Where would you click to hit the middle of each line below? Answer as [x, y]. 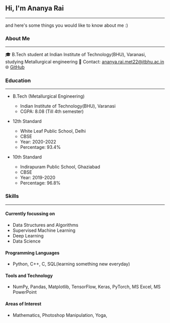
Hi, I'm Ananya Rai [35, 8]
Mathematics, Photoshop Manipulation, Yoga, [60, 315]
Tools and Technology [29, 275]
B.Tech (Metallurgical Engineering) [49, 96]
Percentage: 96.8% [40, 183]
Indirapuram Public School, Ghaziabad [60, 167]
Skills [12, 196]
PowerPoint [25, 292]
